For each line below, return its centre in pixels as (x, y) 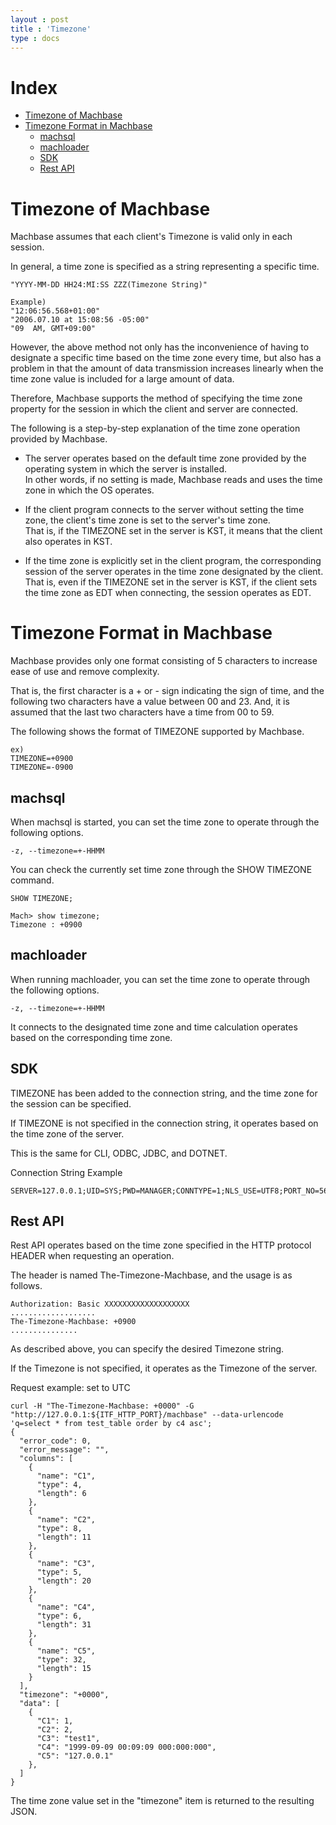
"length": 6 (61, 1494)
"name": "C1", (66, 1476)
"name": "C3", (66, 1564)
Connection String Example (66, 1172)
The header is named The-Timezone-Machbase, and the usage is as (151, 1275)
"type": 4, (59, 1485)
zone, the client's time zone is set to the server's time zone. (147, 520)
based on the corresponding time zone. (91, 1037)
